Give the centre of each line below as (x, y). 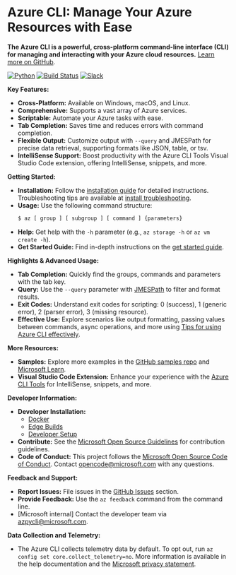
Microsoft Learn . (42, 369)
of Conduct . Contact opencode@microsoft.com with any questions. (116, 464)
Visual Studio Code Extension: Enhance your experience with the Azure (123, 377)
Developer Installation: (52, 411)
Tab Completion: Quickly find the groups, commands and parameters (119, 274)
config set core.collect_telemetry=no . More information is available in (122, 556)
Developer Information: (42, 398)
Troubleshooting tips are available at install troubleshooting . (105, 198)
